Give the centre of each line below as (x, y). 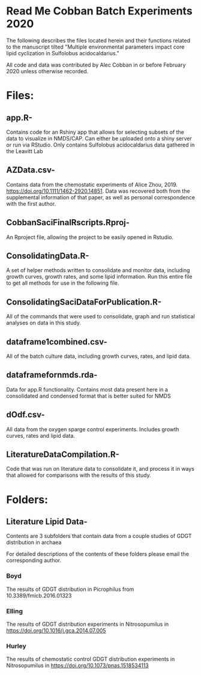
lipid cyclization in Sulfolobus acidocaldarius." (63, 53)
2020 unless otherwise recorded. (47, 71)
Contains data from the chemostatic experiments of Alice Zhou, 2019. (92, 184)
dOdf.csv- (25, 415)
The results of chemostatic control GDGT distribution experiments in (91, 659)
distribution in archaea (34, 542)
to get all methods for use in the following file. (63, 283)
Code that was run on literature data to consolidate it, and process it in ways (100, 469)
